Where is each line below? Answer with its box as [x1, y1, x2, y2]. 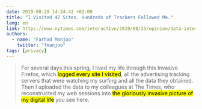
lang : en [6, 20, 28, 26]
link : [6, 25, 20, 32]
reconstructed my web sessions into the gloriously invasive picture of [20, 89, 194, 96]
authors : [6, 31, 28, 37]
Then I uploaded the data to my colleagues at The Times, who [20, 83, 175, 90]
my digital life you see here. [20, 96, 90, 103]
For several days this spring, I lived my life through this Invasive [20, 64, 179, 71]
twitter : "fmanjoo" [17, 43, 66, 49]
